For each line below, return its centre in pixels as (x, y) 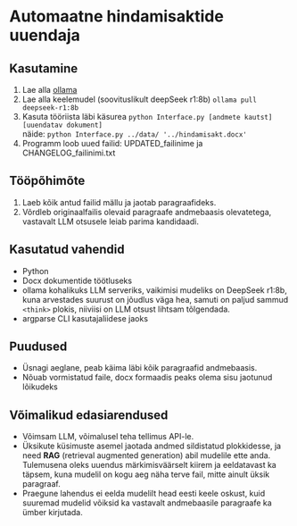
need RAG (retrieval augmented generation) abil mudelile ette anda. (146, 455)
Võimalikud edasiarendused (89, 415)
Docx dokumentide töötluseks (77, 280)
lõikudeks (40, 387)
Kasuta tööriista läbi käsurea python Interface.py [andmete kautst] (147, 117)
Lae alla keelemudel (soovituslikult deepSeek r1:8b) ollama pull (139, 99)
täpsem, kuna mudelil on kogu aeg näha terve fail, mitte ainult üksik (146, 474)
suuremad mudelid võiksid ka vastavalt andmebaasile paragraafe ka (147, 503)
